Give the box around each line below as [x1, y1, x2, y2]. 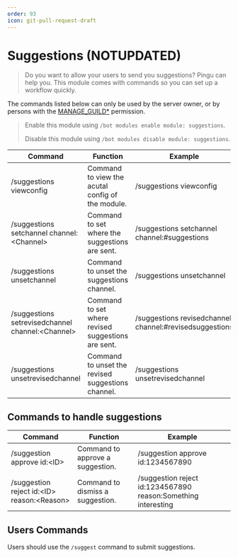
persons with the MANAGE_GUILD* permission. [7, 107, 146, 116]
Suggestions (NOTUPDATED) [7, 48, 182, 64]
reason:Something [137, 491, 199, 501]
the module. [87, 199, 127, 209]
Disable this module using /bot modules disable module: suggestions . [24, 135, 231, 143]
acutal [87, 182, 108, 191]
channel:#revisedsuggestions [135, 322, 234, 332]
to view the [87, 172, 125, 182]
